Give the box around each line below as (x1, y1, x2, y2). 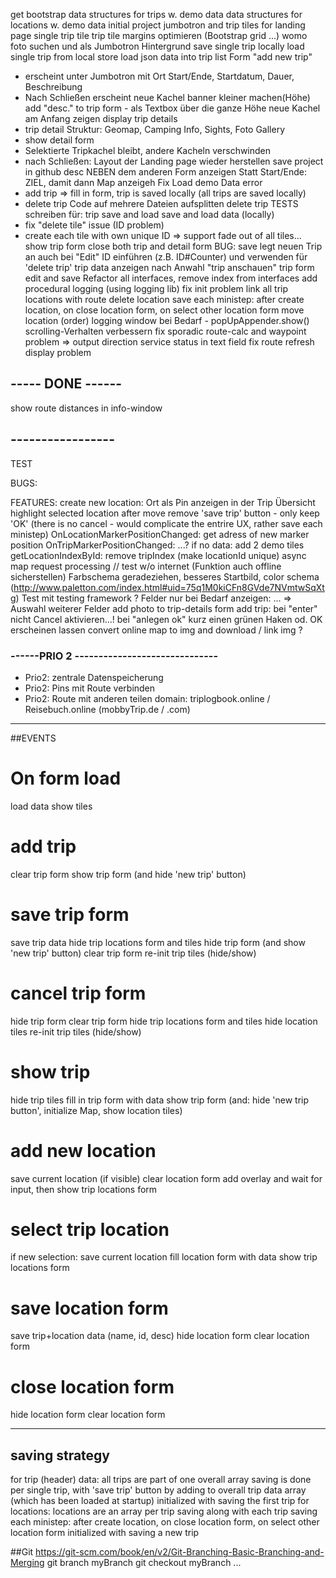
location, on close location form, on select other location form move (24, 304, 305, 316)
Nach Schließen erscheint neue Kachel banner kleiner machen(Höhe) (24, 92, 311, 103)
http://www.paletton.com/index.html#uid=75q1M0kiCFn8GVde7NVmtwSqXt (13, 581, 325, 593)
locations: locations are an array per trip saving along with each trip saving (10, 1505, 318, 1518)
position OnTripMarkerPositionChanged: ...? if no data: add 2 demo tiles (10, 539, 305, 551)
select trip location (10, 1218, 170, 1241)
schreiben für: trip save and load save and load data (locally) (24, 209, 275, 220)
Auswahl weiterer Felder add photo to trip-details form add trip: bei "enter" (10, 602, 318, 614)
